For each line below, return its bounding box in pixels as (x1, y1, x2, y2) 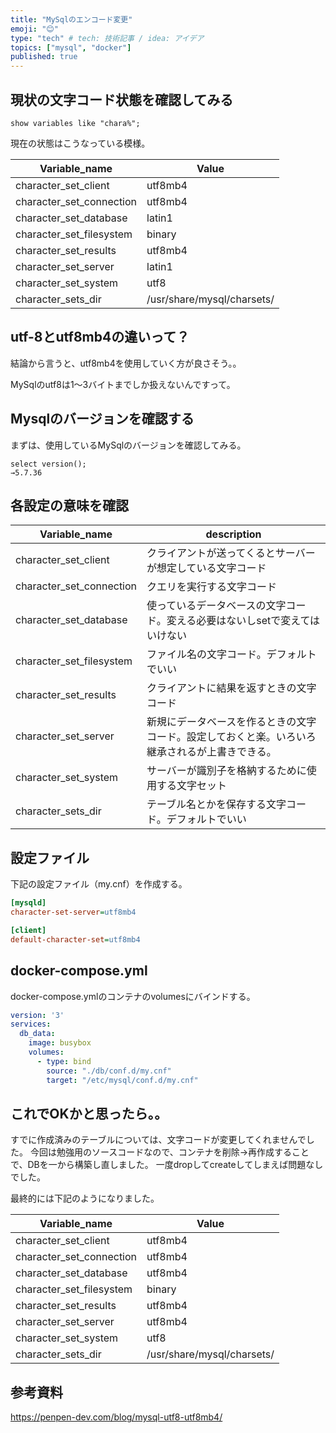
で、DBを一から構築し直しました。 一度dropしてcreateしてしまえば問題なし (10, 1159, 324, 1171)
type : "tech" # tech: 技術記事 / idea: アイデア (10, 33, 205, 43)
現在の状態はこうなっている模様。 (10, 137, 151, 149)
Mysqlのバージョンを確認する (10, 411, 195, 428)
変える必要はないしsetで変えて (166, 614, 311, 628)
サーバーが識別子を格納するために (146, 764, 307, 778)
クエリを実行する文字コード (146, 580, 278, 594)
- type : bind (36, 1056, 92, 1066)
